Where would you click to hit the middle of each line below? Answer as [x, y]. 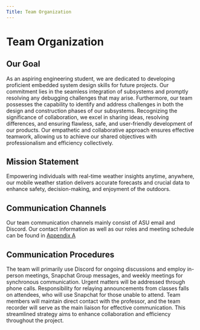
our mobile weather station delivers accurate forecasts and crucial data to [98, 183]
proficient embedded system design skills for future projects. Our [88, 85]
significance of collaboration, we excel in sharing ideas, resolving [88, 117]
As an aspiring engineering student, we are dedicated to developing [91, 79]
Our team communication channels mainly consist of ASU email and [91, 223]
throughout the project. [35, 320]
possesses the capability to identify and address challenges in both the [95, 104]
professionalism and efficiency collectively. [60, 143]
